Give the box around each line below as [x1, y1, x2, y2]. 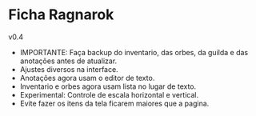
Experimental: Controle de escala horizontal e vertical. [19, 90, 198, 99]
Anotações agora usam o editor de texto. [19, 73, 155, 82]
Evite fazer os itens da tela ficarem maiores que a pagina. [19, 98, 210, 108]
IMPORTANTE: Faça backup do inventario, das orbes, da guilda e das [19, 47, 249, 57]
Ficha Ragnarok [8, 6, 114, 24]
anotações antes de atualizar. [19, 56, 118, 66]
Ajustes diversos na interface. [19, 64, 118, 74]
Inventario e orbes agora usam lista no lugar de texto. [19, 82, 197, 91]
